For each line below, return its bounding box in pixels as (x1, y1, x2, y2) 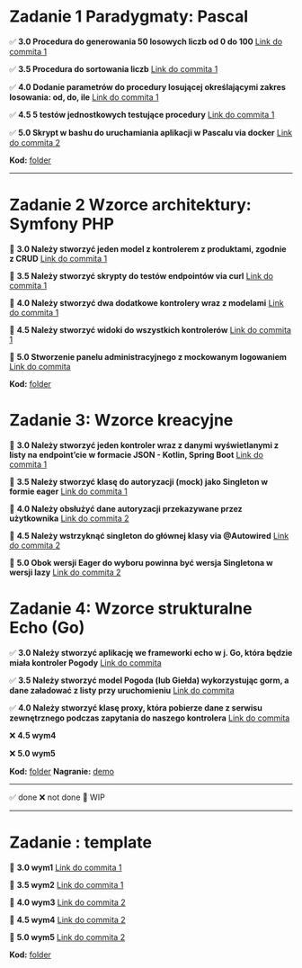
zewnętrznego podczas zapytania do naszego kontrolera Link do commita (9, 713, 290, 723)
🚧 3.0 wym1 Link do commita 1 (9, 862, 122, 873)
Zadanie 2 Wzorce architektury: (9, 195, 252, 215)
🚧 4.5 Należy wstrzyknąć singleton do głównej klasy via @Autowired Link (9, 530, 289, 541)
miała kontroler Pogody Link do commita (9, 657, 162, 668)
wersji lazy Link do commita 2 (9, 567, 121, 578)
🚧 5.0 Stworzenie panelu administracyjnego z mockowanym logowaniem (9, 351, 288, 362)
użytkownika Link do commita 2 (9, 513, 129, 524)
